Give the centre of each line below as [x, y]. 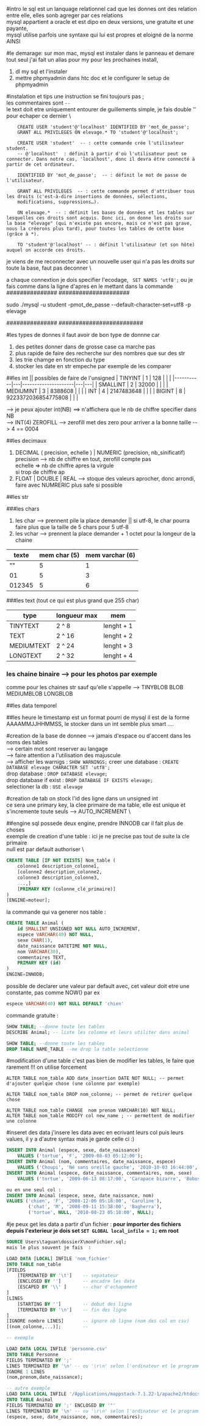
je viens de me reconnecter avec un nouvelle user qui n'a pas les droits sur [101, 261]
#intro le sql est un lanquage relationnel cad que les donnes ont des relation [102, 9]
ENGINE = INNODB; [26, 975]
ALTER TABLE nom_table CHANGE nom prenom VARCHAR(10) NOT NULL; [91, 1110]
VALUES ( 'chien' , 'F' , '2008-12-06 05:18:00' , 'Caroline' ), [85, 1201]
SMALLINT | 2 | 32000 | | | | [133, 384]
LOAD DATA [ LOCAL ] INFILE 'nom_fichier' [59, 1258]
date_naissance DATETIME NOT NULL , [63, 946]
